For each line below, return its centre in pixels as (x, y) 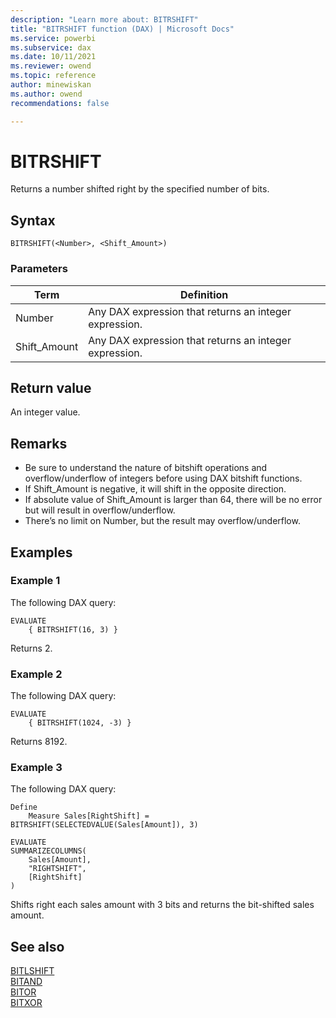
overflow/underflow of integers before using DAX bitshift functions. (163, 478)
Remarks (39, 443)
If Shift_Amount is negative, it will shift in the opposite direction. (155, 489)
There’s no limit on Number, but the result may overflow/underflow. (162, 521)
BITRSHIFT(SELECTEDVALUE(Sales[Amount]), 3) (104, 825)
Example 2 (36, 674)
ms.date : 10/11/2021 (53, 57)
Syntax (33, 220)
